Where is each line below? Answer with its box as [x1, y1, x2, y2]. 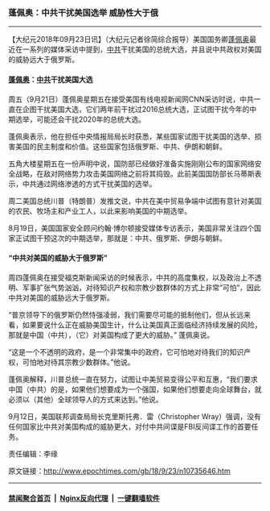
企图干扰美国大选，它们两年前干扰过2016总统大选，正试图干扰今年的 [22, 104, 250, 114]
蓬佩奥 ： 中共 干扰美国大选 [8, 74, 93, 84]
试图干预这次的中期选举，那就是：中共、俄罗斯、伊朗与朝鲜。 [22, 233, 227, 243]
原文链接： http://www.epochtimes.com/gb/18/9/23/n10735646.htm [8, 466, 231, 476]
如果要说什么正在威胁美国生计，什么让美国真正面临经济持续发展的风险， [22, 320, 262, 330]
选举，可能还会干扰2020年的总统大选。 [14, 114, 146, 124]
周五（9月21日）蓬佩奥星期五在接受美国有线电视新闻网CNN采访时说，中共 [8, 94, 255, 104]
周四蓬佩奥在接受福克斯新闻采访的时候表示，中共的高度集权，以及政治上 [8, 272, 247, 282]
